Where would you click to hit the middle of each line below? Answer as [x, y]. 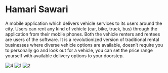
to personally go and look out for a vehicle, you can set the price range [79, 50]
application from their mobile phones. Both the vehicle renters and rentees [83, 34]
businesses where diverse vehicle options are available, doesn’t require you [84, 45]
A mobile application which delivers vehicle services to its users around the [84, 23]
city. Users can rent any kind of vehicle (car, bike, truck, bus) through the [81, 28]
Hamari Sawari [37, 9]
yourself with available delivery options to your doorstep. [65, 56]
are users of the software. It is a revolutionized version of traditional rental [82, 40]
